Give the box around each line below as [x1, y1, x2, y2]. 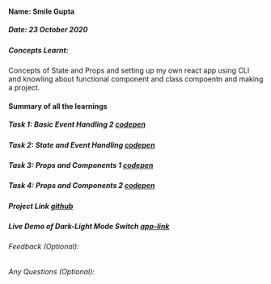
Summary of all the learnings [8, 101, 108, 111]
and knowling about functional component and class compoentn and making [8, 73, 264, 84]
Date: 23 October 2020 [8, 25, 88, 35]
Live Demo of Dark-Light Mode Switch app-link [8, 222, 170, 231]
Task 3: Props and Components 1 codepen [8, 160, 154, 169]
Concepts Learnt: [8, 45, 69, 55]
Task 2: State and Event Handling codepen [8, 140, 155, 149]
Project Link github [8, 201, 74, 211]
